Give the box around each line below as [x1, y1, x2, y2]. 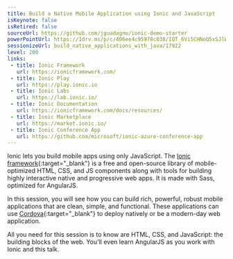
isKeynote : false [7, 17, 58, 24]
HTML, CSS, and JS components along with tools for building [37, 167, 212, 175]
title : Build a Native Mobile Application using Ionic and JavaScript [7, 10, 216, 17]
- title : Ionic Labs [10, 87, 70, 94]
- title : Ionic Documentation [10, 101, 98, 108]
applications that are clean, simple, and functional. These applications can [7, 202, 220, 210]
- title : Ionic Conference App [10, 126, 101, 133]
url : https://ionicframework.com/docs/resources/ [16, 107, 163, 114]
